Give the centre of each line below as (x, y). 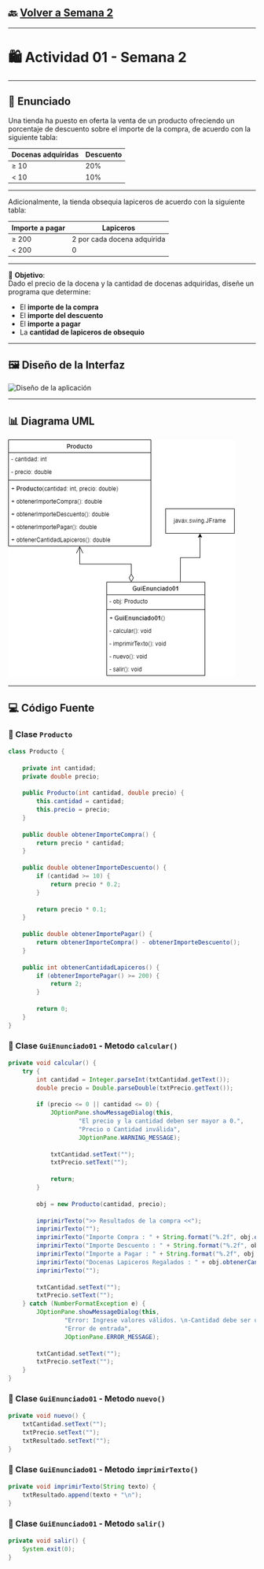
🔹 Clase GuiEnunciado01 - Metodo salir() (87, 1523)
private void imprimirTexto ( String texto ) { (82, 1487)
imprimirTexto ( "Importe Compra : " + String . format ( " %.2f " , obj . (146, 1238)
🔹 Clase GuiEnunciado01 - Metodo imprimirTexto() (103, 1469)
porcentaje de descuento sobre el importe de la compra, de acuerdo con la (130, 128)
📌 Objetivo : (27, 275)
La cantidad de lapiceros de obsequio (82, 332)
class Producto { (37, 751)
